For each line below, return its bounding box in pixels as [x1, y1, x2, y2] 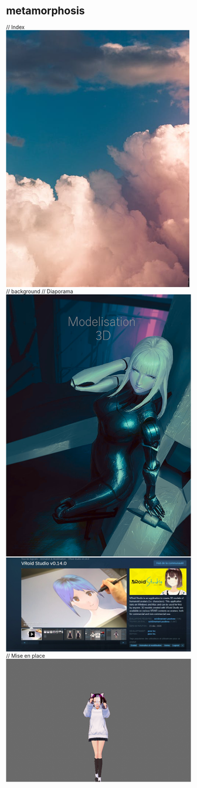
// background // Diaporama [6, 288, 73, 295]
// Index [6, 23, 25, 31]
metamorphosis [6, 4, 85, 18]
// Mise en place [6, 652, 45, 659]
